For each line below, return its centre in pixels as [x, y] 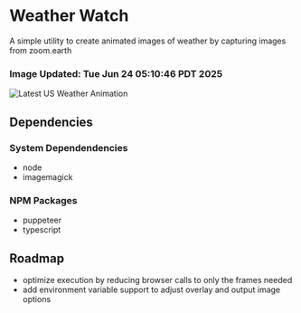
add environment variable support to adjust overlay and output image [151, 289]
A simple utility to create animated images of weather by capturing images [148, 41]
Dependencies [51, 122]
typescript [42, 230]
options [37, 299]
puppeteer [42, 220]
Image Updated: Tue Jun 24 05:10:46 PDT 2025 [116, 73]
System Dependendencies [69, 147]
